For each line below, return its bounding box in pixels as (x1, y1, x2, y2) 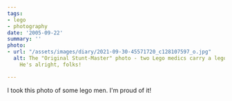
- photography (7, 23, 48, 30)
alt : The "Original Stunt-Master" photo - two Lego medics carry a (13, 55, 212, 62)
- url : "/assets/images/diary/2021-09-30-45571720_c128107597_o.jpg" (7, 49, 212, 56)
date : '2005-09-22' (7, 29, 64, 36)
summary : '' (7, 36, 41, 43)
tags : (7, 10, 23, 17)
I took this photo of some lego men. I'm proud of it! (7, 86, 152, 94)
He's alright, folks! (19, 61, 81, 68)
